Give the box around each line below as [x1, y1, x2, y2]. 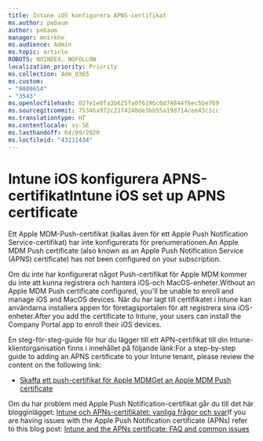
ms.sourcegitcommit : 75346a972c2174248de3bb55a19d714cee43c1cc [8, 107, 220, 115]
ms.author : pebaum [8, 19, 68, 27]
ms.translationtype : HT [8, 114, 86, 122]
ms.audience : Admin [8, 41, 72, 49]
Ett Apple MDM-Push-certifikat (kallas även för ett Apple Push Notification [8, 229, 249, 239]
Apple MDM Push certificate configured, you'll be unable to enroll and [8, 287, 234, 296]
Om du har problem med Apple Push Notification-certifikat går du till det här [8, 399, 254, 409]
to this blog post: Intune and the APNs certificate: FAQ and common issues [8, 424, 250, 434]
